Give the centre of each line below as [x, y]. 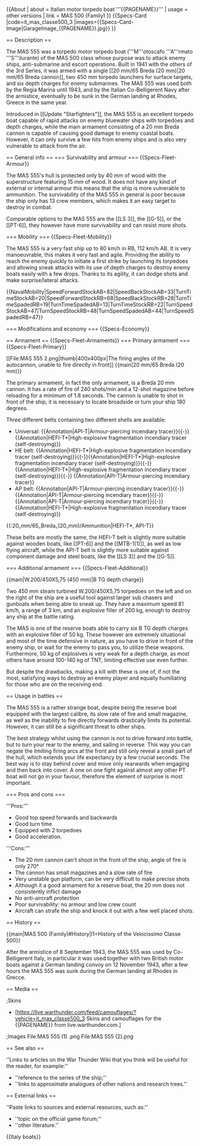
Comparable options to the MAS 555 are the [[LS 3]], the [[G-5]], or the [94, 219]
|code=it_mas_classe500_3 [39, 22]
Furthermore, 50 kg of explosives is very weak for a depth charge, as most [98, 654]
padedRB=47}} [25, 317]
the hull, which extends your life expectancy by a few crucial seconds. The [98, 757]
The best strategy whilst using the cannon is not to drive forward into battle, [99, 738]
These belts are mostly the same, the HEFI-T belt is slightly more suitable [96, 537]
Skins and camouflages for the [124, 1018]
